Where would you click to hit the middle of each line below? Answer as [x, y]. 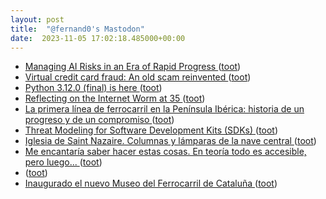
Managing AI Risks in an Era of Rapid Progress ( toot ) [133, 67]
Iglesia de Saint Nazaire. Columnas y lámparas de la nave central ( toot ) [170, 141]
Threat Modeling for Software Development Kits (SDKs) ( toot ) [151, 130]
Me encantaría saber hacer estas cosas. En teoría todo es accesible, [165, 152]
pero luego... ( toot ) [63, 162]
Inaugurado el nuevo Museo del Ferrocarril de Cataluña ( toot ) [151, 183]
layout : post [37, 19]
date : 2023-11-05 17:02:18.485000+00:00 [98, 38]
